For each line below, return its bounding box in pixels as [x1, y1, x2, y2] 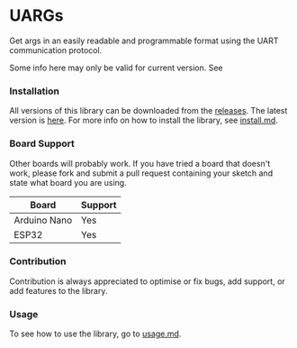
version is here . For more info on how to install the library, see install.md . [9, 114, 279, 126]
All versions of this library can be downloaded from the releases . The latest [9, 105, 288, 116]
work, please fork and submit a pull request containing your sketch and [9, 168, 273, 179]
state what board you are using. [9, 177, 128, 188]
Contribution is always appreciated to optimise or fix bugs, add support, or [9, 276, 285, 287]
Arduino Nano [13, 214, 73, 226]
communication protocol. [9, 44, 103, 55]
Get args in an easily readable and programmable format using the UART [9, 35, 279, 46]
